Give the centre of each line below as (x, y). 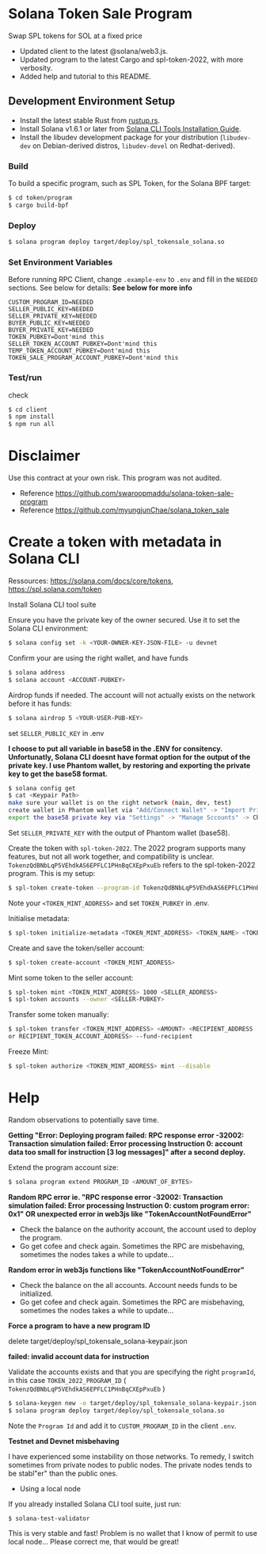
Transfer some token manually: (59, 1015)
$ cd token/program (40, 198)
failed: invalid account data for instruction (79, 1356)
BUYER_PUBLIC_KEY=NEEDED (49, 323)
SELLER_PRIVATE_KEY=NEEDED (53, 316)
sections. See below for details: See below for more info (100, 288)
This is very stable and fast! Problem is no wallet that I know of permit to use (133, 1533)
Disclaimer (44, 456)
